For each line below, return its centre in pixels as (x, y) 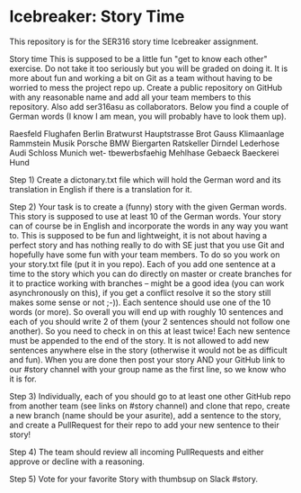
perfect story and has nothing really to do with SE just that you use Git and (147, 245)
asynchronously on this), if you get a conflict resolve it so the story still (140, 292)
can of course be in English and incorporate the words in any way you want (149, 226)
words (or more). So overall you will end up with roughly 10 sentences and (146, 311)
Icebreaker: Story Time (97, 17)
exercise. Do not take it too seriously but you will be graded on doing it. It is (149, 68)
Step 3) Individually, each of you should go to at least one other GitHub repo (150, 396)
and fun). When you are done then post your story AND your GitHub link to (147, 359)
